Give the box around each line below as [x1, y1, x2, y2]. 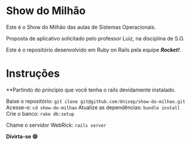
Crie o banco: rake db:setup [6, 110, 74, 117]
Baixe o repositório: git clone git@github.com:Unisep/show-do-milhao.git [6, 97, 186, 104]
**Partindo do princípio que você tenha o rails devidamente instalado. [6, 86, 176, 93]
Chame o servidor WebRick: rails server [6, 122, 107, 129]
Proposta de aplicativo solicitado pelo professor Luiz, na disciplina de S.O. [6, 35, 185, 42]
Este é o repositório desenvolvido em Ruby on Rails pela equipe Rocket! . [6, 46, 182, 53]
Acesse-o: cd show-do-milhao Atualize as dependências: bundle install [6, 104, 180, 111]
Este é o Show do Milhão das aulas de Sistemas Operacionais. [6, 23, 156, 31]
